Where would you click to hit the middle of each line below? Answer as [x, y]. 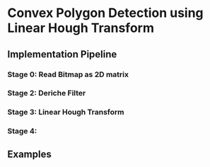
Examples [29, 154]
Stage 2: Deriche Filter [47, 93]
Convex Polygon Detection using [105, 13]
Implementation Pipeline [62, 54]
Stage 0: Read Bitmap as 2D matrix [68, 74]
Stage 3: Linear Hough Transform [66, 113]
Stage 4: [22, 131]
